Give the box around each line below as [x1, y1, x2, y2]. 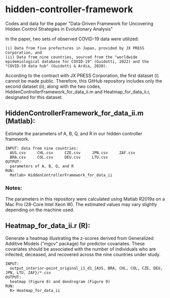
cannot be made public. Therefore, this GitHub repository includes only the [5, 78, 162, 84]
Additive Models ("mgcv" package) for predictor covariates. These [5, 240, 145, 246]
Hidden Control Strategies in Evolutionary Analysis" [5, 26, 113, 32]
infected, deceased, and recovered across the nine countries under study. [5, 251, 161, 257]
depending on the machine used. [5, 207, 75, 213]
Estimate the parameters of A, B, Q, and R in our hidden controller [5, 130, 143, 136]
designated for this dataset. [5, 94, 63, 100]
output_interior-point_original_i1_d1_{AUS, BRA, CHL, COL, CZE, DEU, [10, 265, 163, 271]
